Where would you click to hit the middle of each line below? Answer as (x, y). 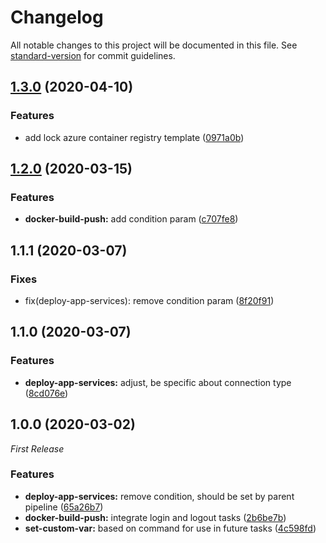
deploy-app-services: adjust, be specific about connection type (158, 382)
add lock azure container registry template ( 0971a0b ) (134, 137)
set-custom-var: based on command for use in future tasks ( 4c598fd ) (170, 528)
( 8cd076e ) (46, 393)
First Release (37, 448)
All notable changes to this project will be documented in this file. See (154, 45)
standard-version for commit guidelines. (93, 55)
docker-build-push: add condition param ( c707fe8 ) (131, 219)
